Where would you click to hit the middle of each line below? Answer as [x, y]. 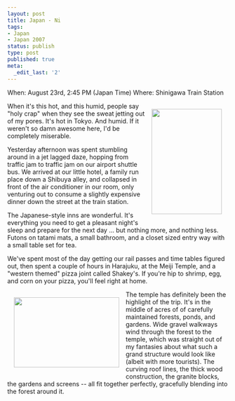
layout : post [26, 14]
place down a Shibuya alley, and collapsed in [72, 179]
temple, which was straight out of [174, 339]
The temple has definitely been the [176, 294]
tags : [15, 27]
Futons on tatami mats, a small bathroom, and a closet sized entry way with [116, 237]
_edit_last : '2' [37, 72]
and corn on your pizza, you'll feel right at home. [78, 280]
